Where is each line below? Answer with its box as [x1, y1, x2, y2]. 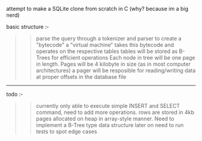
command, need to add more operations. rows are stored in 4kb [35, 108, 194, 116]
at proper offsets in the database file [35, 74, 126, 80]
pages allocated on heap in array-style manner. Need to [35, 115, 174, 122]
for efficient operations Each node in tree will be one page [51, 54, 195, 61]
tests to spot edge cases [35, 128, 97, 135]
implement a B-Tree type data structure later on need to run [35, 122, 184, 128]
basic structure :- [6, 23, 49, 30]
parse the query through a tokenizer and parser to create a [35, 35, 182, 42]
